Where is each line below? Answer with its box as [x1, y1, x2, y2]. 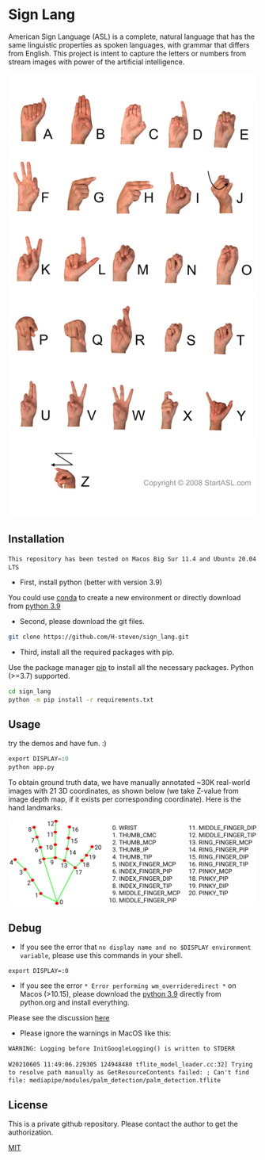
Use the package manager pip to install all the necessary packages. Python [8, 662, 255, 672]
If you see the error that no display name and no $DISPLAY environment [19, 942, 252, 952]
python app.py [8, 764, 55, 771]
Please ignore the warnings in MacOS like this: [19, 1028, 172, 1038]
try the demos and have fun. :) [8, 739, 107, 748]
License [8, 1098, 48, 1112]
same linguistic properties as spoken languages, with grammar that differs [8, 40, 250, 49]
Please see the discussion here [8, 1013, 110, 1023]
